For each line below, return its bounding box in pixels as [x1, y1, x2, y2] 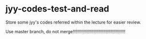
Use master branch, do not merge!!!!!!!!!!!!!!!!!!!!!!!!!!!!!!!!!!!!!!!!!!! [5, 28, 126, 34]
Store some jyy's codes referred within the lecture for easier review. [5, 19, 141, 25]
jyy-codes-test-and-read [5, 3, 110, 14]
